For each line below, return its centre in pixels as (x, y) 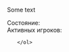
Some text (21, 10)
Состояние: (24, 23)
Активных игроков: (34, 30)
